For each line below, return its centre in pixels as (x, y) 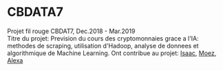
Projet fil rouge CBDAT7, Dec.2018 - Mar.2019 (71, 31)
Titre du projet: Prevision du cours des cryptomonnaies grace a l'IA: (103, 38)
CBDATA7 (35, 12)
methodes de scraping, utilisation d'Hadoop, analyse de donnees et (103, 45)
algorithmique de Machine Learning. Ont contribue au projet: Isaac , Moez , (112, 53)
